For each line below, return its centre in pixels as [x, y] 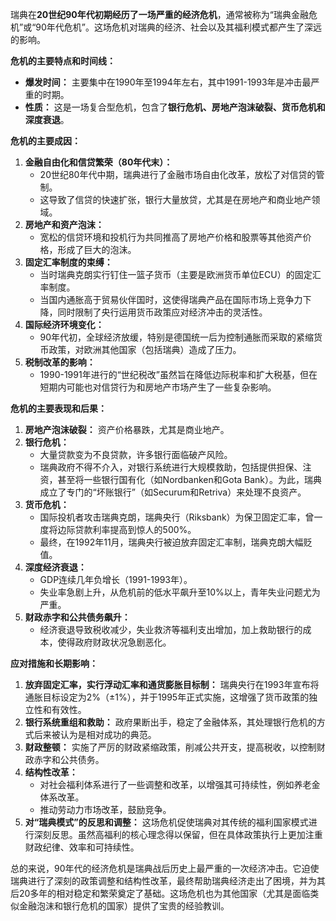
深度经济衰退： [55, 567]
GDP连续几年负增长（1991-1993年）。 [116, 579]
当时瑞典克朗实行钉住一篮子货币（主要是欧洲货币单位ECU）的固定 [176, 274]
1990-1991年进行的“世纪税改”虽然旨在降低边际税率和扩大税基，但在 [178, 374]
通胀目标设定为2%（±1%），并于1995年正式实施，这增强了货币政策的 [167, 697]
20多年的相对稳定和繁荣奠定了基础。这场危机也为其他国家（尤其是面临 [164, 893]
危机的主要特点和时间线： [63, 61]
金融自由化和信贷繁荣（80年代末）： [98, 162]
